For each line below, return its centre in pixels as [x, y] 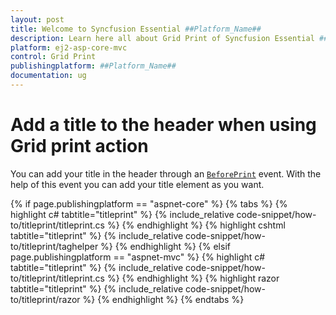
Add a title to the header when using [163, 125]
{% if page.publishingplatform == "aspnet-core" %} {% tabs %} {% [149, 203]
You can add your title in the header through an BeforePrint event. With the [166, 173]
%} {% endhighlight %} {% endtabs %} [163, 299]
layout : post [37, 19]
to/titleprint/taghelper [54, 246]
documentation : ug [48, 76]
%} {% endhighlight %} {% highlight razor [193, 278]
